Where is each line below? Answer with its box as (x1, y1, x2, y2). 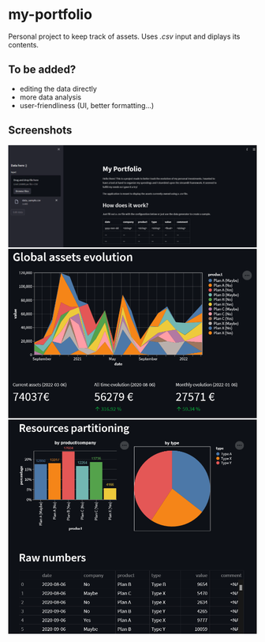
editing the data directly (19, 84, 97, 93)
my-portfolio (8, 6, 93, 24)
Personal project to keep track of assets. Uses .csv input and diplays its (8, 32, 241, 41)
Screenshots (8, 124, 73, 137)
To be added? (8, 63, 77, 77)
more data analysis (19, 92, 81, 102)
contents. (8, 39, 39, 49)
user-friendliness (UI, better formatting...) (19, 100, 155, 110)
